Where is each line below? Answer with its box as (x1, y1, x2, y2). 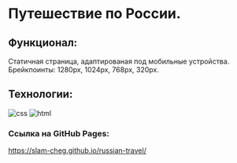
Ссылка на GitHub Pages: (8, 128, 110, 139)
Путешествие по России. (8, 5, 181, 23)
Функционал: (8, 36, 78, 49)
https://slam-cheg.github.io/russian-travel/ (8, 146, 147, 155)
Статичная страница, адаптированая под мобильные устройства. (8, 56, 230, 66)
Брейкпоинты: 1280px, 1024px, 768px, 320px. (8, 65, 159, 74)
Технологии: (8, 88, 73, 101)
